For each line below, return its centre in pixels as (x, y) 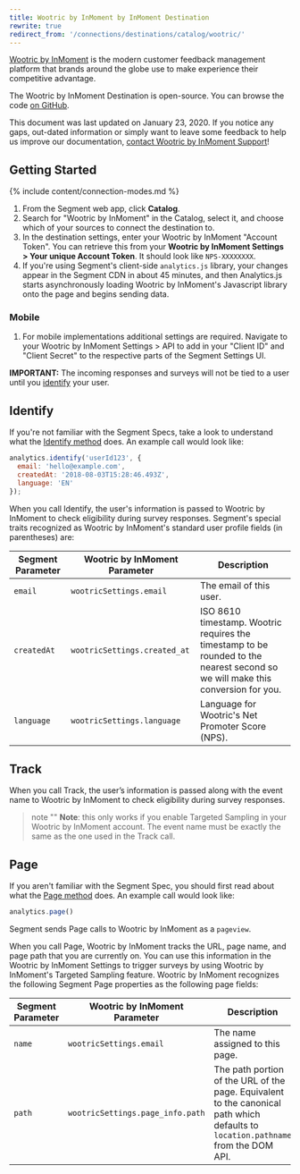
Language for (228, 704)
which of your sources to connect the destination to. (118, 228)
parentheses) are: (42, 536)
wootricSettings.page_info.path (136, 1113)
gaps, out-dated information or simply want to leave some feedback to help (148, 132)
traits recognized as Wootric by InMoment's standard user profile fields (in (146, 528)
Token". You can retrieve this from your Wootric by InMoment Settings (153, 247)
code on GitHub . (39, 106)
